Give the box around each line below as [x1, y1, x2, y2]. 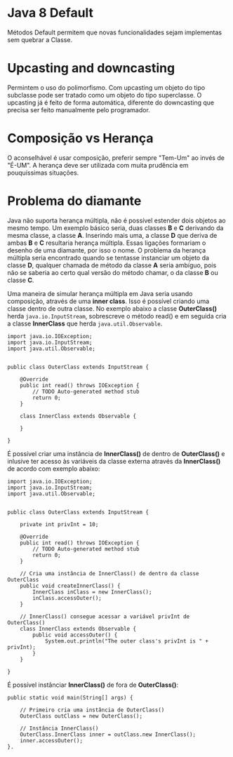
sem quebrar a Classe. [7, 35, 72, 43]
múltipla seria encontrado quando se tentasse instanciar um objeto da [7, 253, 209, 262]
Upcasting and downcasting [7, 60, 175, 76]
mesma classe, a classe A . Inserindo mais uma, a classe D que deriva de [7, 231, 218, 239]
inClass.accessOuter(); [32, 594, 102, 601]
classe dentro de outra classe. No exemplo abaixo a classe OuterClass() [7, 304, 218, 313]
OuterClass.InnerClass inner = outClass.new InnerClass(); [20, 731, 197, 738]
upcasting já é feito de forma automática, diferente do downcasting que [7, 98, 215, 107]
